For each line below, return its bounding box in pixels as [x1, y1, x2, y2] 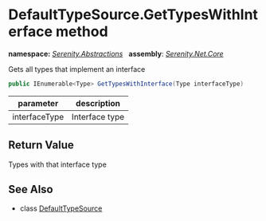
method [55, 22, 109, 41]
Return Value [8, 138, 74, 152]
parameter [18, 97, 59, 109]
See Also [8, 183, 53, 196]
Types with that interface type [8, 160, 108, 169]
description [75, 97, 121, 109]
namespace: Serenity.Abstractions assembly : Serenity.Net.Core [8, 49, 225, 58]
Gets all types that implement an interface [8, 64, 146, 73]
